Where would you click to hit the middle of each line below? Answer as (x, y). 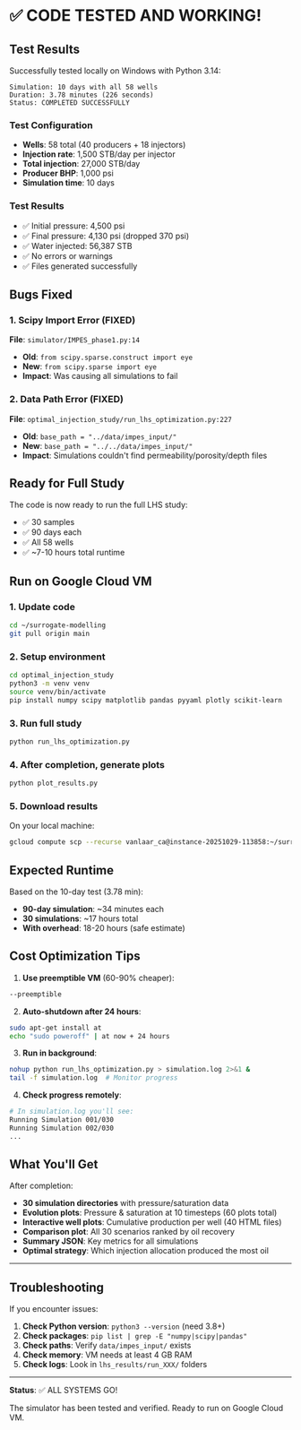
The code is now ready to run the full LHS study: (99, 505)
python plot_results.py (54, 784)
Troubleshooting (57, 1287)
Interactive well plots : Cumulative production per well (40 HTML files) (152, 1222)
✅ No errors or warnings (68, 255)
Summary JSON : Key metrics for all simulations (110, 1241)
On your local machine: (52, 826)
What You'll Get (54, 1164)
